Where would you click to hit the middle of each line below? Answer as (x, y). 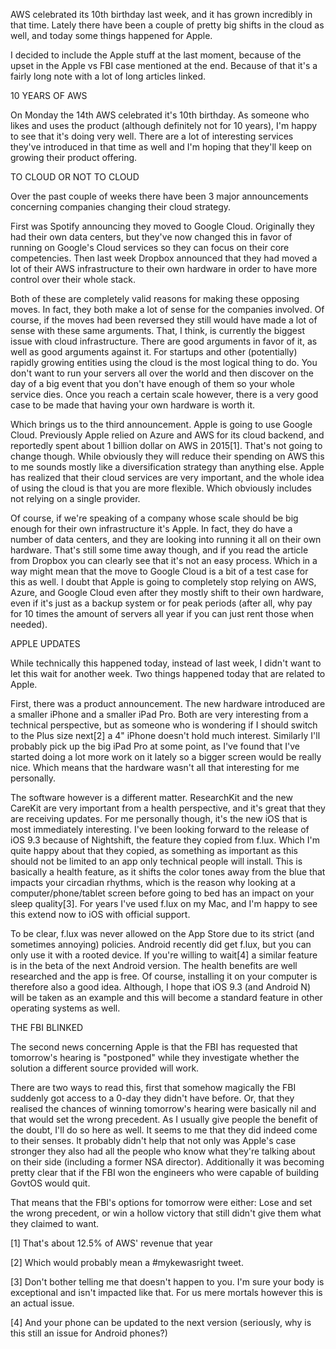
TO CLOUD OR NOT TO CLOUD (75, 177)
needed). (29, 624)
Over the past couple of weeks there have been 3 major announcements (159, 196)
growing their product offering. (74, 157)
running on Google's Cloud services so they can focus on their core (150, 247)
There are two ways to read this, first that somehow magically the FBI (153, 1087)
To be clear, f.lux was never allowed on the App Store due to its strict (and (162, 933)
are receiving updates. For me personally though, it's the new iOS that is (159, 818)
